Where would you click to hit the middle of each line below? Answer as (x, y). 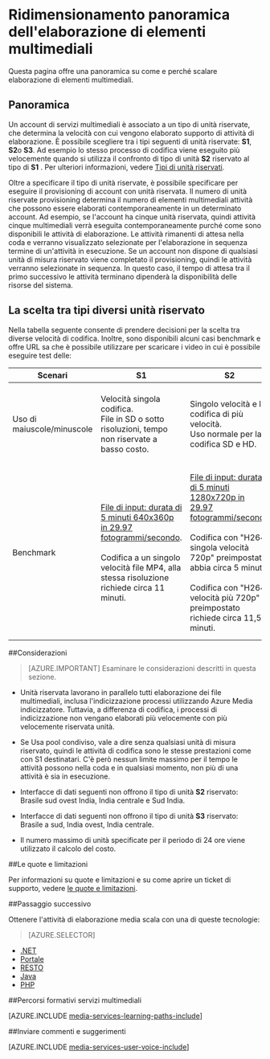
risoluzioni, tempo (134, 429)
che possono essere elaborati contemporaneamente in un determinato (125, 208)
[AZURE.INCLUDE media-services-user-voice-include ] (99, 1047)
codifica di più (217, 414)
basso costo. (125, 449)
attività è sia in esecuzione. (65, 776)
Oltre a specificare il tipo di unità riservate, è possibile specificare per (123, 182)
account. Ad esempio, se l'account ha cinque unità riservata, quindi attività (132, 217)
